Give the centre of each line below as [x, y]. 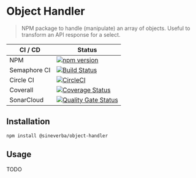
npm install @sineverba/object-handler [57, 136]
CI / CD [30, 50]
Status [87, 50]
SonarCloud [27, 100]
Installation [28, 121]
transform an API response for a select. [71, 34]
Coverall [21, 90]
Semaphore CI [30, 70]
